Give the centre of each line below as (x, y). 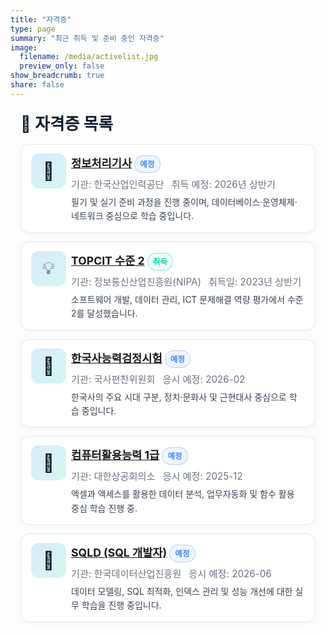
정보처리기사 (102, 163)
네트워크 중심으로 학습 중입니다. (133, 216)
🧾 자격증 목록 (67, 123)
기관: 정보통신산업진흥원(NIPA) (136, 281)
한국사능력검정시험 (117, 358)
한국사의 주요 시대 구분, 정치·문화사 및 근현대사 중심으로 (179, 397)
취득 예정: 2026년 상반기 (223, 184)
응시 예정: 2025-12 (202, 476)
